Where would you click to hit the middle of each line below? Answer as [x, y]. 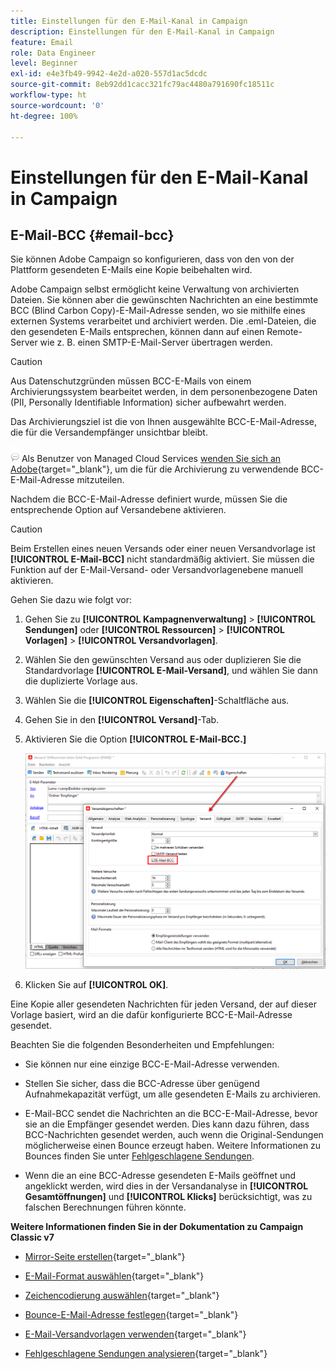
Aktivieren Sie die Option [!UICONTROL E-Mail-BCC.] [135, 739]
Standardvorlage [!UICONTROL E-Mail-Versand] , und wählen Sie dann [171, 671]
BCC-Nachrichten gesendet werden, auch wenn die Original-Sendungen [174, 1135]
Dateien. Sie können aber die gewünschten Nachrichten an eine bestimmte [164, 300]
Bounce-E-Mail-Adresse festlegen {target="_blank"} [131, 1315]
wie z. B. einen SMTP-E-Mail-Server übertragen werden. [156, 342]
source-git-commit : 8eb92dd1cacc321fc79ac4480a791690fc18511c [142, 85]
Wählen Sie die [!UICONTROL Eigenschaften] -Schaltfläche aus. [157, 701]
